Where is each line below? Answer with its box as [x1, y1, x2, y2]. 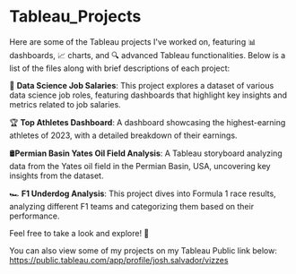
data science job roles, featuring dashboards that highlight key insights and [9, 90, 287, 100]
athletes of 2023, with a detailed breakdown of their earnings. [9, 130, 238, 141]
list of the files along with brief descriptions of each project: [9, 63, 231, 73]
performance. [9, 210, 60, 221]
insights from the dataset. [9, 170, 104, 181]
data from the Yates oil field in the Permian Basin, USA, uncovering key [9, 160, 271, 171]
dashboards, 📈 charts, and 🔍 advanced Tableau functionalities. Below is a [9, 49, 286, 60]
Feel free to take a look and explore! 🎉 [9, 227, 150, 238]
